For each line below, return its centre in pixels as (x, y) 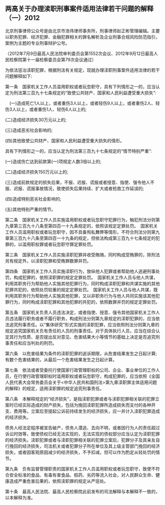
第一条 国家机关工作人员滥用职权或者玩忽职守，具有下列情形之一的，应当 (80, 86)
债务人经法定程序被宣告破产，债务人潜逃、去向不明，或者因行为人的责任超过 (82, 427)
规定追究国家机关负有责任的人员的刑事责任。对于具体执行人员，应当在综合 (80, 331)
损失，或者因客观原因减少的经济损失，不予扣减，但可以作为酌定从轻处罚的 (80, 452)
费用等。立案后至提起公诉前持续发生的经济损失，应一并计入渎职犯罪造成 (87, 411)
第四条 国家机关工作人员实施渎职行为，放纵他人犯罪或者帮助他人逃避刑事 (80, 271)
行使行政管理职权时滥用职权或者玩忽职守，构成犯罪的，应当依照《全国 (89, 376)
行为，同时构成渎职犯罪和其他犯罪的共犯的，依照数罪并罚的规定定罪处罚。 (84, 302)
